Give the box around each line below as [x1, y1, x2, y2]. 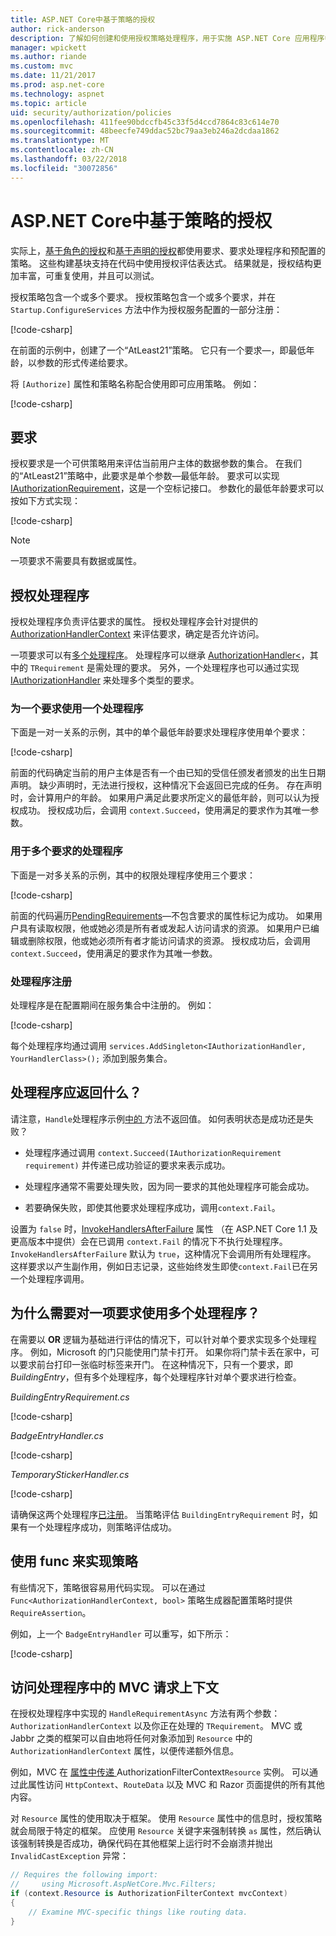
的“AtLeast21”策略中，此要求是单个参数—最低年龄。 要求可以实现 [10, 470, 280, 482]
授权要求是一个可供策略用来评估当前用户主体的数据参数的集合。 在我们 [10, 457, 302, 470]
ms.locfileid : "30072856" [10, 163, 118, 173]
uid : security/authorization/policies [10, 107, 172, 118]
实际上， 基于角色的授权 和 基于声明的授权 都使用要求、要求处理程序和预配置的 [10, 244, 326, 256]
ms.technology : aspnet [10, 89, 105, 99]
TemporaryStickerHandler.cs [10, 1468, 130, 1480]
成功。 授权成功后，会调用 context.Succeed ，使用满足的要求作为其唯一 [18, 804, 311, 816]
